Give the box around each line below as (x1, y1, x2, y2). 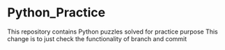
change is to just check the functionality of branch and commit (7, 34, 187, 42)
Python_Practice (7, 5, 106, 21)
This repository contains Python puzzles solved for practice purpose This (7, 27, 218, 36)
